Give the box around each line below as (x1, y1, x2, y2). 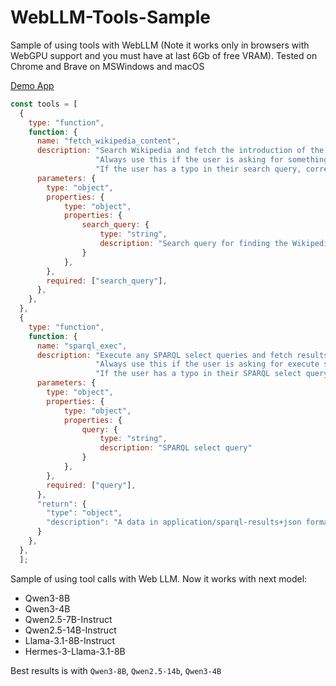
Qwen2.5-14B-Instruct (24, 624, 117, 636)
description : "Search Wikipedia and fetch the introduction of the (36, 146, 325, 156)
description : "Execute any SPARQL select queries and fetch (36, 350, 293, 360)
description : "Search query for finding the (99, 239, 288, 249)
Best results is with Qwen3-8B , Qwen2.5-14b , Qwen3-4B (10, 664, 222, 676)
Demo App (10, 79, 55, 91)
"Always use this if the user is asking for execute (95, 359, 320, 370)
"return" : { (36, 499, 87, 509)
